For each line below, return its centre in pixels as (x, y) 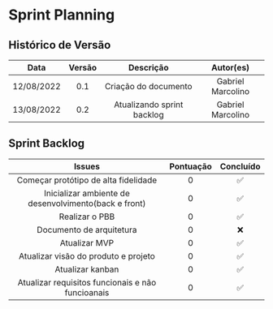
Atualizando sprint (148, 105)
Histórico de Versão (60, 45)
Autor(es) (230, 68)
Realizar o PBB (87, 217)
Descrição (149, 68)
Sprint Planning (62, 15)
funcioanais (87, 292)
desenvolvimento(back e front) (87, 203)
